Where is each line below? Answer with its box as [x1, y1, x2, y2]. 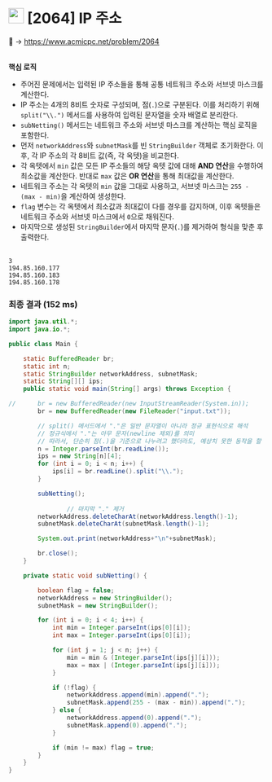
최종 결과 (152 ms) [8, 298, 78, 310]
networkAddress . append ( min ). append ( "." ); [66, 691, 209, 699]
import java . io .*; [8, 325, 71, 334]
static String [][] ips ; [23, 377, 104, 385]
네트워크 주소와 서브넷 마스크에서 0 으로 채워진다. [20, 211, 175, 222]
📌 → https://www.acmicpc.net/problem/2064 [8, 36, 160, 46]
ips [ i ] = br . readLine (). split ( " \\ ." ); [51, 468, 184, 476]
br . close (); [37, 549, 79, 558]
